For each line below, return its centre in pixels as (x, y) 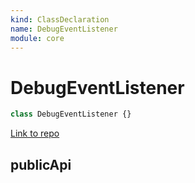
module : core (37, 38)
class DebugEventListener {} (71, 114)
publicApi (41, 164)
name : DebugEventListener (64, 29)
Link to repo (35, 133)
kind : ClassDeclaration (60, 19)
